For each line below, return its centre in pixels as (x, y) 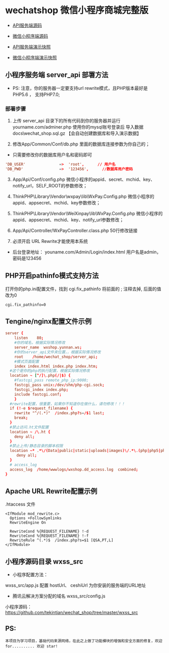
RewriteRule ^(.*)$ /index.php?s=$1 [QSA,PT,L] (62, 540)
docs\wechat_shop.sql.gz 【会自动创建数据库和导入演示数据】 (77, 133)
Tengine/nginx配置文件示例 (48, 321)
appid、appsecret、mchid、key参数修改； (56, 203)
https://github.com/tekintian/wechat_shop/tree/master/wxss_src (72, 613)
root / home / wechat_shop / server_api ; (56, 357)
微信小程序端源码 (30, 36)
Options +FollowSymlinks (36, 518)
